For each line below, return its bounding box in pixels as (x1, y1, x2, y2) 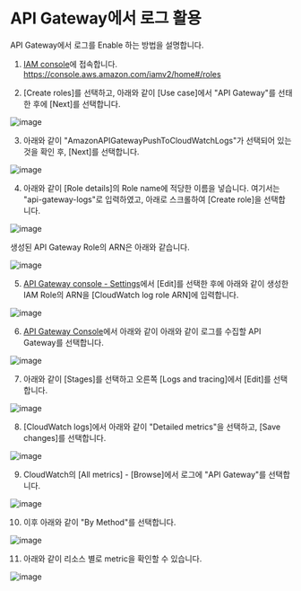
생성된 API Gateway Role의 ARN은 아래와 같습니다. (10, 242, 191, 252)
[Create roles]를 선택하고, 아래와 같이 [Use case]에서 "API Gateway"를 (22, 87, 277, 98)
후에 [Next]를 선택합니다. (32, 98, 121, 109)
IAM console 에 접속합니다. (22, 58, 118, 69)
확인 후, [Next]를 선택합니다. (39, 146, 140, 157)
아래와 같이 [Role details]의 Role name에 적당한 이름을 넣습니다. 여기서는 (22, 182, 280, 193)
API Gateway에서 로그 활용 (10, 8, 202, 29)
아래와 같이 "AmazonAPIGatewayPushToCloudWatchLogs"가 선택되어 (22, 135, 276, 146)
